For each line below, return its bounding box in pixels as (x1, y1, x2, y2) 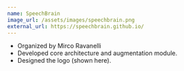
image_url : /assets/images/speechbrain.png (7, 17, 135, 23)
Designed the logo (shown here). (17, 57, 112, 65)
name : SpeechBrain (7, 10, 60, 17)
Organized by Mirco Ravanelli (17, 42, 102, 50)
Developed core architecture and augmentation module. (17, 49, 178, 57)
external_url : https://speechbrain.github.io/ (7, 23, 144, 30)
